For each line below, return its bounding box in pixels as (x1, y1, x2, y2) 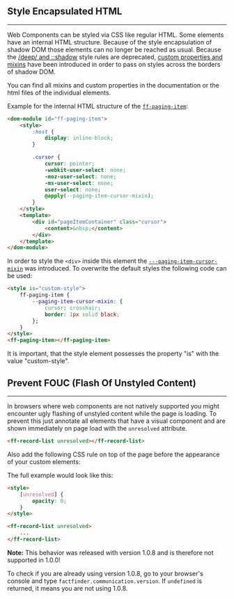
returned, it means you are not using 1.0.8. (7, 584, 128, 592)
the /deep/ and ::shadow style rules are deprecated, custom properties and (7, 52, 223, 61)
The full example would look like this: (7, 471, 114, 479)
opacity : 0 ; (32, 497, 68, 504)
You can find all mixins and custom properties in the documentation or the (7, 81, 219, 89)
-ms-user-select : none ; (44, 179, 114, 186)
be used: (7, 271, 33, 280)
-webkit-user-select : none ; (44, 166, 127, 173)
